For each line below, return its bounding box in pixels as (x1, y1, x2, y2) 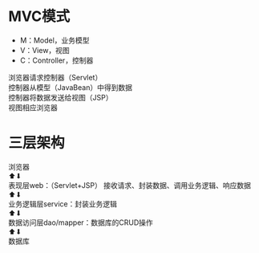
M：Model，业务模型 (19, 35, 90, 45)
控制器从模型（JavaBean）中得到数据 (8, 82, 132, 92)
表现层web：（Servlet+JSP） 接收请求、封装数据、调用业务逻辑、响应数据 (8, 180, 251, 190)
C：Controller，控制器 (19, 55, 94, 65)
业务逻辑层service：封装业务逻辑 (8, 198, 118, 209)
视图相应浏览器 (8, 102, 58, 112)
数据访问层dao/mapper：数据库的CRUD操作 (8, 218, 154, 227)
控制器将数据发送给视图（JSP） (8, 92, 113, 102)
